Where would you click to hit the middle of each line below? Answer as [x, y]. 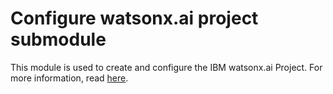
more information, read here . [69, 78]
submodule [58, 39]
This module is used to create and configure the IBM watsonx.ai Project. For [166, 67]
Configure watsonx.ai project [134, 18]
